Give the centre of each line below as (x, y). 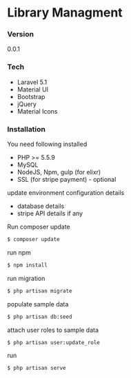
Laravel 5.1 (32, 82)
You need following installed (47, 144)
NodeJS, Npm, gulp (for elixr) (59, 172)
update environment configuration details (66, 193)
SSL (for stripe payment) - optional (67, 180)
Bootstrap (31, 96)
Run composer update (39, 227)
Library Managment (65, 13)
